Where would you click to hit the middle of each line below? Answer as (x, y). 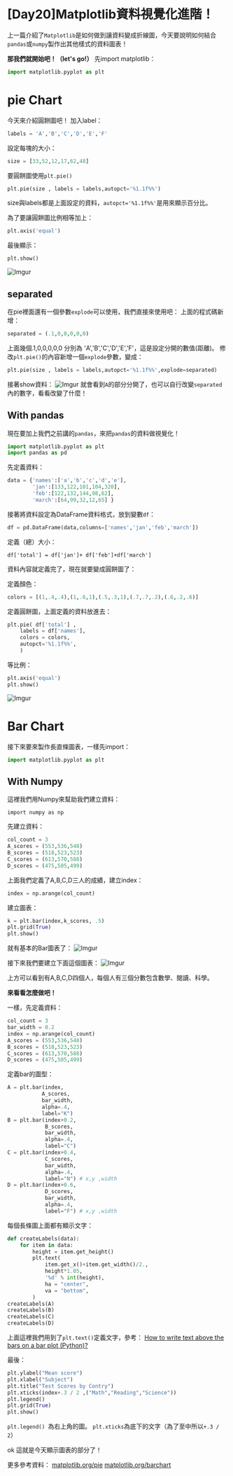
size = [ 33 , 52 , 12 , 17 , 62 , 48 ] (48, 161)
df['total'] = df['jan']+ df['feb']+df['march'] (79, 555)
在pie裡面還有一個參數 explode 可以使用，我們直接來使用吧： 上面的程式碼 (113, 312)
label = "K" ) (57, 1113)
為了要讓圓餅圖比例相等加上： (50, 218)
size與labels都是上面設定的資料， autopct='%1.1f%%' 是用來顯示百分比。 (110, 203)
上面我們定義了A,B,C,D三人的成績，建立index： (75, 880)
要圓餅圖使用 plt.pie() (40, 175)
